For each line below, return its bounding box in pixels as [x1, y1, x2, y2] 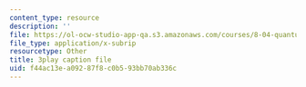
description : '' [9, 22, 71, 31]
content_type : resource [9, 13, 100, 23]
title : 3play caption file [9, 55, 112, 64]
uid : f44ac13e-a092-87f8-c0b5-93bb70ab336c [9, 64, 178, 73]
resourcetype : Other [9, 47, 88, 56]
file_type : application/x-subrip [9, 38, 137, 48]
